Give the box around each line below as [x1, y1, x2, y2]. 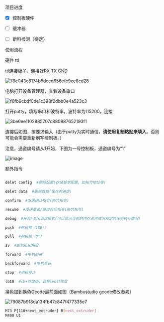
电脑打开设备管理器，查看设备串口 [5, 88, 75, 94]
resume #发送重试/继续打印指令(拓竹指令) [5, 207, 84, 212]
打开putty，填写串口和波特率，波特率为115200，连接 [5, 109, 113, 115]
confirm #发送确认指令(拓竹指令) [5, 198, 69, 203]
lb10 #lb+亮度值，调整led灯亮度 [5, 279, 68, 284]
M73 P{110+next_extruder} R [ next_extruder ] [5, 308, 97, 313]
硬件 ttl [5, 57, 19, 63]
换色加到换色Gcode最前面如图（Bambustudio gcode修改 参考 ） [5, 289, 134, 295]
